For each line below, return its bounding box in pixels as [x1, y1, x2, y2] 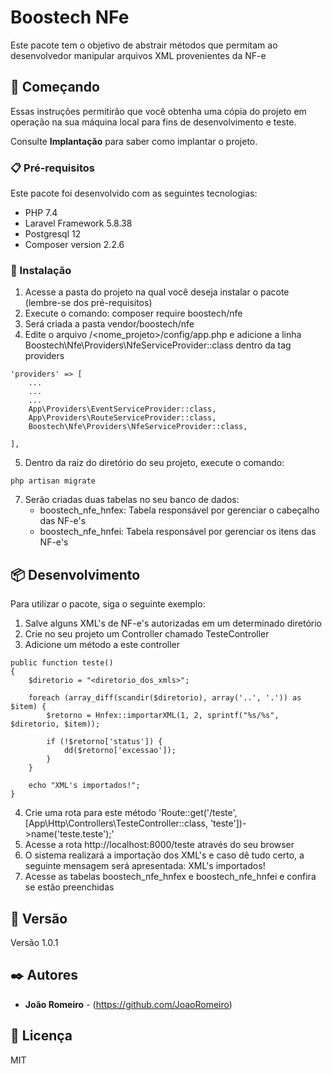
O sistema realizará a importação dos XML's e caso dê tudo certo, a [24, 849, 305, 861]
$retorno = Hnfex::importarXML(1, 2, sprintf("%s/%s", [46, 711, 280, 721]
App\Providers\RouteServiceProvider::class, [28, 413, 217, 423]
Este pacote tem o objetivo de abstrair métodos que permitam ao [10, 39, 278, 51]
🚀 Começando [10, 79, 100, 96]
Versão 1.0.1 [10, 936, 59, 948]
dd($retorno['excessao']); [63, 746, 177, 756]
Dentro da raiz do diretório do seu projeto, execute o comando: [24, 457, 285, 469]
